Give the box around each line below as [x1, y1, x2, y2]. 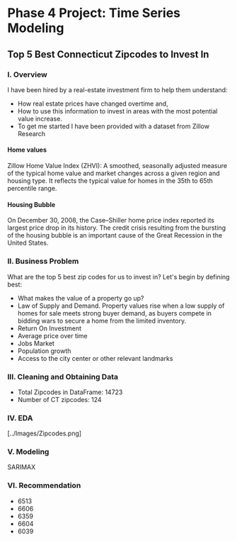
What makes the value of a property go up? [17, 294, 144, 302]
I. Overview [7, 69, 47, 79]
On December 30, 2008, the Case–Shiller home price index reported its [7, 216, 214, 225]
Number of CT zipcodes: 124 [17, 395, 102, 403]
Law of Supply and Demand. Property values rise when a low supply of [17, 301, 225, 310]
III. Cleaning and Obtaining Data [7, 372, 119, 381]
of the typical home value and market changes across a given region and [7, 169, 220, 178]
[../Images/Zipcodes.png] [7, 429, 82, 437]
